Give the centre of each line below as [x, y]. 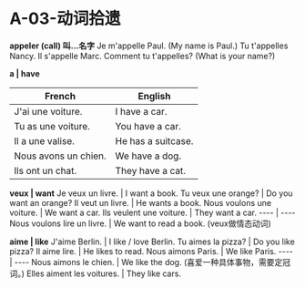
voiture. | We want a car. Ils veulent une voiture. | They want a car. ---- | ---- [152, 212]
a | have [25, 73]
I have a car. [141, 111]
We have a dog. [148, 156]
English [154, 96]
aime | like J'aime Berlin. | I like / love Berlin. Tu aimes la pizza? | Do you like [152, 242]
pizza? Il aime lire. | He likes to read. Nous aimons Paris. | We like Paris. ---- [152, 251]
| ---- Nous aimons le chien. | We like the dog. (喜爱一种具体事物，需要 [142, 262]
